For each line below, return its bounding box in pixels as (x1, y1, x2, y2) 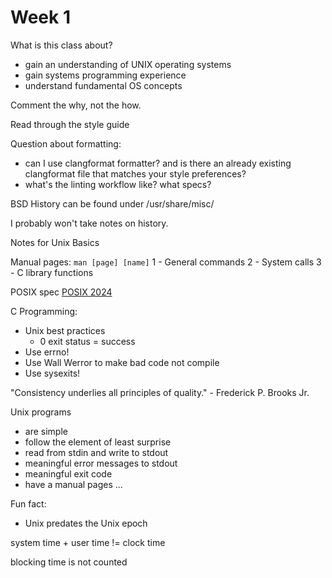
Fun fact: (10, 497, 47, 510)
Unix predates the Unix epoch (24, 517, 148, 529)
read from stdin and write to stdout (24, 446, 169, 458)
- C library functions (10, 266, 94, 278)
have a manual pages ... (24, 478, 123, 490)
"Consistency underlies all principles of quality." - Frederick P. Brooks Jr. (10, 386, 310, 398)
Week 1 (10, 6, 71, 29)
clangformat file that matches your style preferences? (24, 167, 247, 180)
